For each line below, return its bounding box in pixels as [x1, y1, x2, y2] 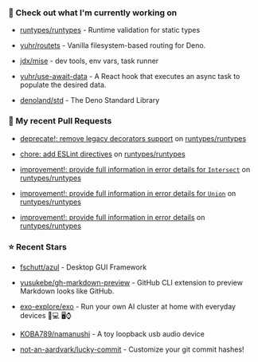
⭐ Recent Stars [8, 241, 68, 252]
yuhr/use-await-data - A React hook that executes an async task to [19, 72, 240, 81]
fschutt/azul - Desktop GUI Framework [19, 262, 147, 272]
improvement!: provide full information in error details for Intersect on [19, 164, 251, 174]
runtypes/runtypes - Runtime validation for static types [19, 26, 201, 35]
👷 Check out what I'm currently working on [8, 7, 178, 18]
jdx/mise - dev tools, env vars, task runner [19, 56, 159, 66]
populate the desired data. [19, 80, 107, 90]
